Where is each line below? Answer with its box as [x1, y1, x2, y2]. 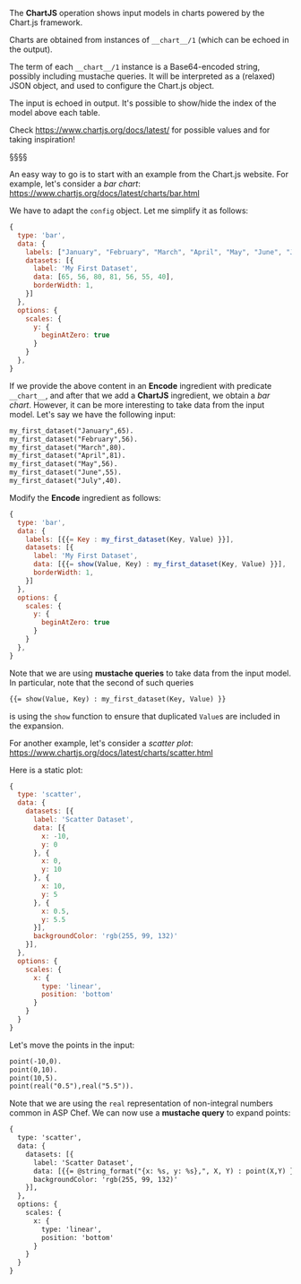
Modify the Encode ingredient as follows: [9, 492, 161, 503]
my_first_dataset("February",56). [9, 435, 139, 444]
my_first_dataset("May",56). [9, 460, 118, 469]
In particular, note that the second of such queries [9, 676, 194, 688]
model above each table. [9, 108, 101, 117]
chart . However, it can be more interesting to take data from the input [9, 399, 265, 410]
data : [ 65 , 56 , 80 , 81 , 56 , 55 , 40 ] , [32, 272, 175, 281]
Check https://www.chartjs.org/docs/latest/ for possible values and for [9, 125, 271, 135]
